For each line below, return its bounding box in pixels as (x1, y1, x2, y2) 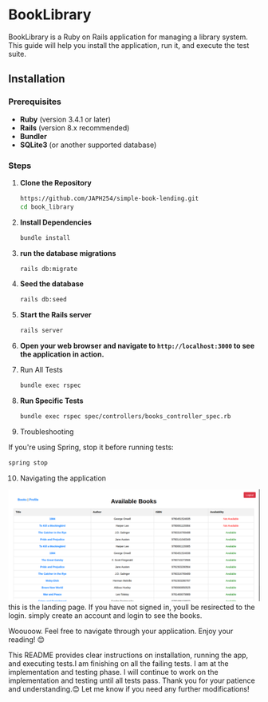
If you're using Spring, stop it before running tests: (8, 442, 174, 452)
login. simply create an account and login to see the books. (8, 611, 203, 620)
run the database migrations (19, 248, 116, 257)
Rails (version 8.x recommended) (19, 122, 130, 133)
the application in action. (19, 349, 104, 359)
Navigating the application (19, 473, 106, 483)
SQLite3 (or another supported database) (19, 140, 157, 150)
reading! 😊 (8, 635, 45, 644)
